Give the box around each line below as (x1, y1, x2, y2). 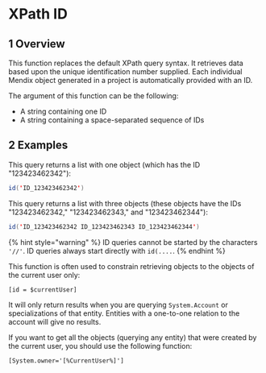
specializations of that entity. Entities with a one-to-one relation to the (8, 308, 240, 318)
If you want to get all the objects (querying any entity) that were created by (8, 332, 257, 342)
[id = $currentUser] (8, 285, 78, 294)
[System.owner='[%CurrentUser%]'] (8, 356, 125, 365)
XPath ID (8, 5, 69, 23)
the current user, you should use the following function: (8, 341, 193, 350)
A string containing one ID (19, 106, 107, 116)
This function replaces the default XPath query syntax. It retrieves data (8, 58, 243, 68)
